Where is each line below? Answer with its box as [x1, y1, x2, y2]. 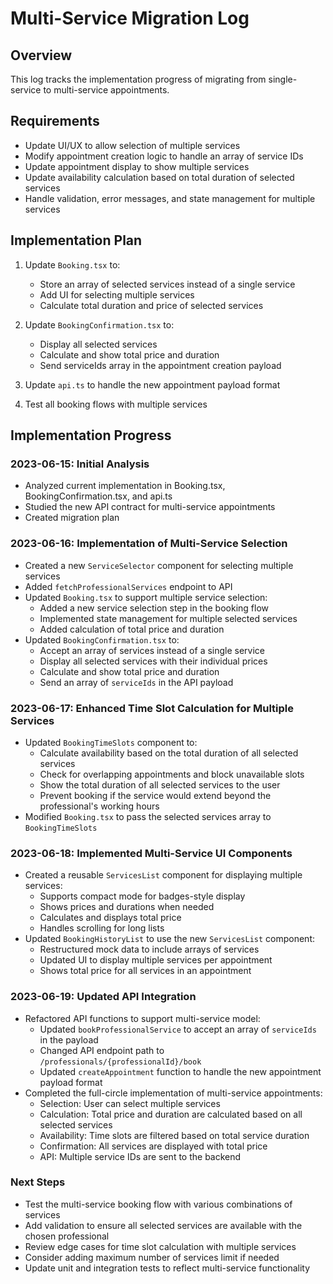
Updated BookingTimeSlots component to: [24, 736, 198, 748]
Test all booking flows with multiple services [24, 398, 208, 410]
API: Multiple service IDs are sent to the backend [39, 1150, 242, 1162]
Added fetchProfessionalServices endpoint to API [24, 580, 233, 592]
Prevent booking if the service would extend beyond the [39, 789, 272, 801]
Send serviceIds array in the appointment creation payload [39, 359, 282, 371]
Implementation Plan [10, 232, 143, 249]
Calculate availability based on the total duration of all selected [39, 747, 299, 759]
